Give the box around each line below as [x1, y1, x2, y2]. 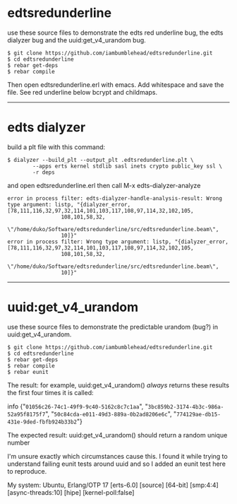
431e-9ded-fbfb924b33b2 [7, 418, 78, 426]
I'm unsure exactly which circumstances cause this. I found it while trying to [7, 452, 228, 460]
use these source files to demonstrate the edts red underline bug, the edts [7, 28, 224, 37]
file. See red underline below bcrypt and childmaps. [7, 88, 158, 96]
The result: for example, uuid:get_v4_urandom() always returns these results [7, 380, 229, 389]
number [7, 438, 30, 447]
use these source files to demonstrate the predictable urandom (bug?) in [7, 322, 219, 331]
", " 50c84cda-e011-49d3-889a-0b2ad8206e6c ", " [44, 409, 177, 418]
